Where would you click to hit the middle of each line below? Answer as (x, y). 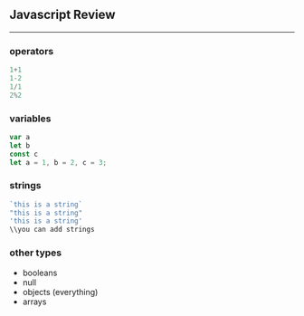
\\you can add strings (52, 230)
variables (30, 119)
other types (35, 253)
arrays (34, 302)
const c (24, 154)
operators (32, 51)
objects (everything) (60, 292)
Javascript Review (62, 15)
